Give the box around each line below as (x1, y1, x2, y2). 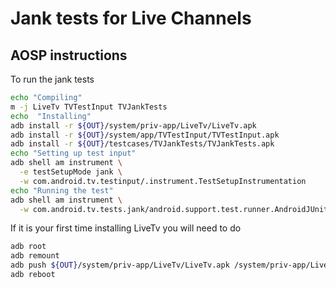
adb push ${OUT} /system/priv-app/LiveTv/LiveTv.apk (10, 260, 230, 271)
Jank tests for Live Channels (10, 7, 252, 30)
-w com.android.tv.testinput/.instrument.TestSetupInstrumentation (19, 176, 307, 186)
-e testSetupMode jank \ (19, 167, 123, 177)
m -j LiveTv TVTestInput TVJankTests (10, 102, 168, 112)
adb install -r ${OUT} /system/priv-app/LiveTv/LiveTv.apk (10, 120, 257, 131)
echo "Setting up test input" (10, 148, 137, 159)
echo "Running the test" (10, 185, 114, 196)
